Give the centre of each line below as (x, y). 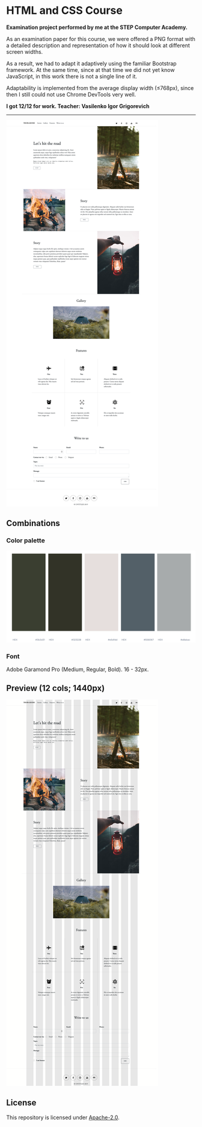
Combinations (33, 523)
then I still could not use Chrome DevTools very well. (71, 94)
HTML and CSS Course (65, 11)
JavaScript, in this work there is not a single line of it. (72, 76)
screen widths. (25, 51)
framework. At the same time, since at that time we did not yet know (90, 69)
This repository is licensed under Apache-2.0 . (63, 1117)
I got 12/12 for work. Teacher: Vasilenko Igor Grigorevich (78, 106)
